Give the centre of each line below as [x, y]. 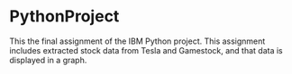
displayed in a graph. [48, 60]
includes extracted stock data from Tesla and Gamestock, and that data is [146, 50]
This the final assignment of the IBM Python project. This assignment [137, 41]
